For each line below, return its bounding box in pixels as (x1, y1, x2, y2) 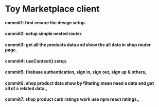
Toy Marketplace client (5, 3, 100, 15)
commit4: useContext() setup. (5, 58, 68, 64)
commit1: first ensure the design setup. (5, 19, 87, 25)
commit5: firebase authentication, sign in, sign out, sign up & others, (5, 69, 147, 75)
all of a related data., (5, 85, 48, 91)
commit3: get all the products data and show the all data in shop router (5, 42, 151, 47)
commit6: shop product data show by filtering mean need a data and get (5, 80, 154, 86)
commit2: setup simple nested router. (5, 31, 83, 37)
